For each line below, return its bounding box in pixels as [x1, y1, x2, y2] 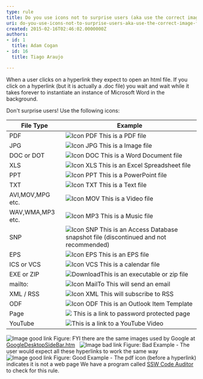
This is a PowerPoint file [98, 171, 167, 179]
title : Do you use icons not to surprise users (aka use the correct [6, 15, 185, 21]
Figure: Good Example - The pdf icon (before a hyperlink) [53, 354, 196, 361]
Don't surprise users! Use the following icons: [6, 107, 120, 114]
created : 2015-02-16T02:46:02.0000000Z [6, 25, 107, 32]
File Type [21, 121, 48, 130]
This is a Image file [98, 141, 152, 150]
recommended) [65, 240, 110, 249]
